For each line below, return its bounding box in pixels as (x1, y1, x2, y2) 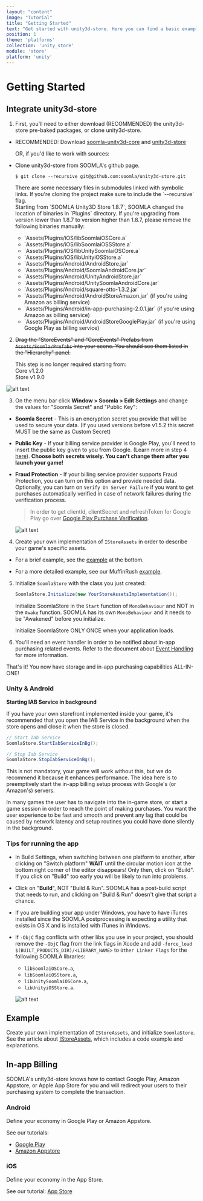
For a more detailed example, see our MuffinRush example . (14, 568, 162, 575)
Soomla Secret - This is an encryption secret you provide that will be (14, 415, 187, 422)
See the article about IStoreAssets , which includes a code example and (6, 1035, 183, 1042)
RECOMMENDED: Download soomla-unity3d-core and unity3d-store (14, 138, 186, 145)
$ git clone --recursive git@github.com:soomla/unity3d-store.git (14, 173, 186, 179)
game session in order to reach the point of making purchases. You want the (6, 805, 197, 813)
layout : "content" (6, 8, 53, 15)
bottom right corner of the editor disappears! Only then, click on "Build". (14, 866, 195, 873)
